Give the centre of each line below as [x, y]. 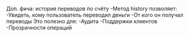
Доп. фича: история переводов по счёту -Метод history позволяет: [92, 9]
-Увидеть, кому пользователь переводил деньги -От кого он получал [95, 15]
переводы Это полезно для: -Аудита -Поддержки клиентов [82, 21]
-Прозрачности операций [39, 27]
